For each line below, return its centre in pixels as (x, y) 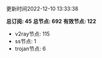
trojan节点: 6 (30, 49)
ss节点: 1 (26, 41)
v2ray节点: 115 (32, 34)
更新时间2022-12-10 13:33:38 (42, 9)
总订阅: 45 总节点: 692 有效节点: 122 (51, 21)
